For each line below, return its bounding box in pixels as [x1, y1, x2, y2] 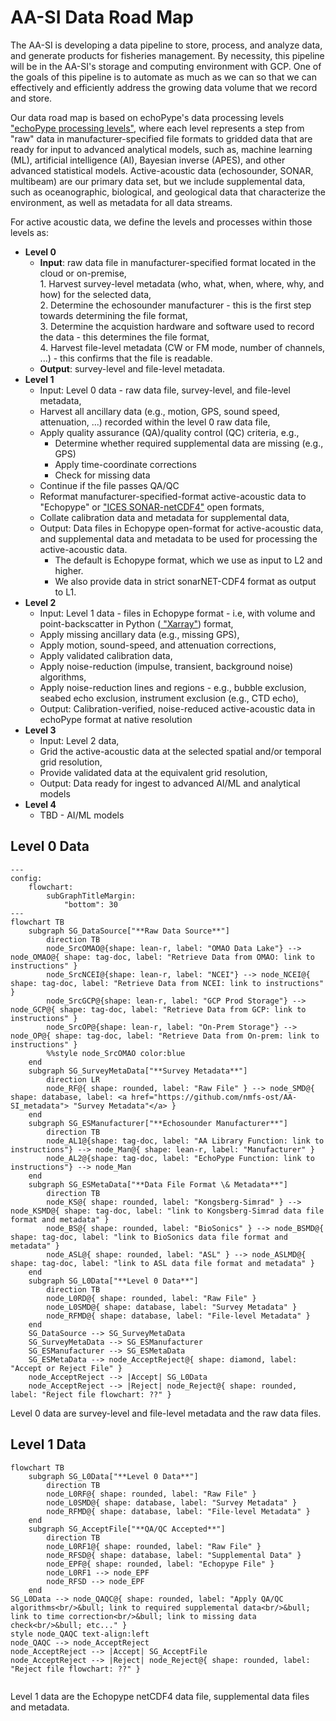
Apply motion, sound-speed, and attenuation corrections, [39, 639, 277, 651]
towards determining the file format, [39, 309, 188, 321]
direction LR [46, 1074, 101, 1085]
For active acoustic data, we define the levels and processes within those [10, 216, 313, 228]
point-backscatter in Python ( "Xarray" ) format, [39, 617, 234, 630]
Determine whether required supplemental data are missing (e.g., [54, 437, 324, 449]
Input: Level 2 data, [39, 734, 120, 746]
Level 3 [24, 724, 57, 736]
